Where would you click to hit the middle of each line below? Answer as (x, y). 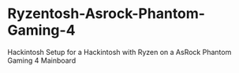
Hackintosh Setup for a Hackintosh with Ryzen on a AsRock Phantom (119, 52)
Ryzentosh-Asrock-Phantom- (106, 14)
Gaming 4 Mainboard (42, 60)
